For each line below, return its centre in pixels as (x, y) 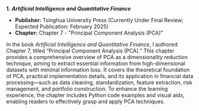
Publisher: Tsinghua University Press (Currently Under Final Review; (99, 20)
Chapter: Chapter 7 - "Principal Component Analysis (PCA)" (89, 33)
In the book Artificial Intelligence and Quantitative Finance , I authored (92, 44)
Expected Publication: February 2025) (62, 27)
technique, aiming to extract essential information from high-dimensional (96, 63)
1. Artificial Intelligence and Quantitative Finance (69, 9)
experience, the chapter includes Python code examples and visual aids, (96, 95)
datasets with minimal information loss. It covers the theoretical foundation (98, 70)
